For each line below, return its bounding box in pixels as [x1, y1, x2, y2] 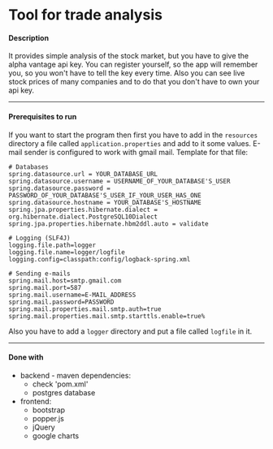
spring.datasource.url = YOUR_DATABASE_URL [8, 170, 158, 178]
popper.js [32, 413, 65, 423]
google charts [32, 430, 80, 440]
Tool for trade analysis [8, 6, 162, 24]
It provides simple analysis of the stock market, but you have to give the [8, 51, 249, 61]
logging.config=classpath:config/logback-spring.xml [8, 255, 191, 263]
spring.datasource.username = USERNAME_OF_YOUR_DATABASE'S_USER [8, 177, 231, 185]
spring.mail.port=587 [8, 283, 82, 291]
